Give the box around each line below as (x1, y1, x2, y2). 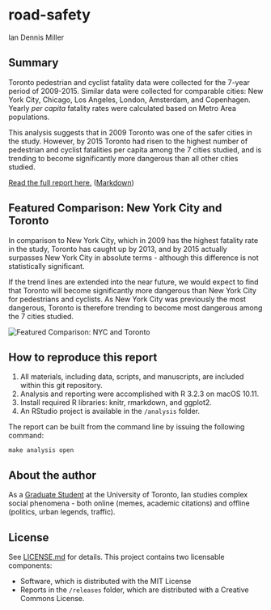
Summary (8, 56, 59, 70)
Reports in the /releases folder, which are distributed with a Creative (19, 585, 249, 595)
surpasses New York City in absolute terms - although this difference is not (8, 253, 259, 262)
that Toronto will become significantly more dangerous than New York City (8, 285, 257, 295)
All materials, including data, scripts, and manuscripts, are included (19, 372, 244, 382)
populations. (8, 112, 50, 122)
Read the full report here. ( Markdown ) (8, 177, 135, 187)
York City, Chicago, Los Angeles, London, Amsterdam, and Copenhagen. (8, 95, 251, 105)
